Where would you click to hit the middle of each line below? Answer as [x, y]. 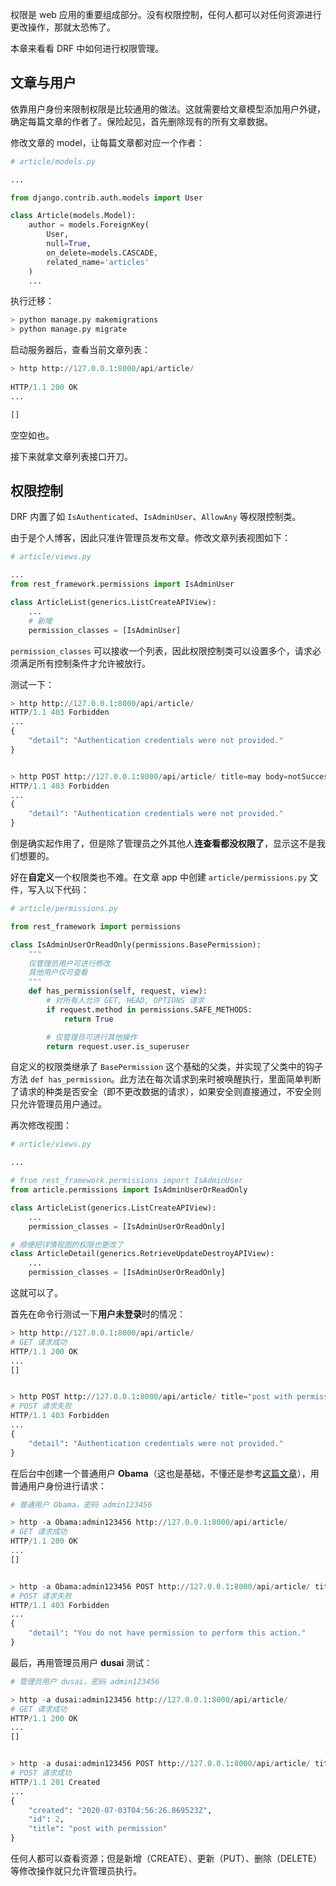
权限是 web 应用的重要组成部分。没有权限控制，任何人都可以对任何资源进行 [166, 14]
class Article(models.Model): [73, 216]
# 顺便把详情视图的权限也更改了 [67, 1244]
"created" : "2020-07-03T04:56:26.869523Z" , [120, 1810]
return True [88, 1019]
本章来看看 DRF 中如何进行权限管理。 [87, 48]
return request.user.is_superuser [118, 1046]
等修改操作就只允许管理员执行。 [76, 1871]
